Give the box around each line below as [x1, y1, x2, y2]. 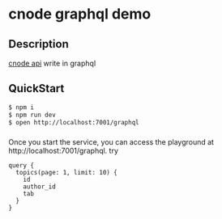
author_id [23, 183, 57, 191]
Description [8, 37, 69, 51]
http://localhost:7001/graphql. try [8, 146, 119, 156]
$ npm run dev [8, 111, 57, 119]
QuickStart [8, 82, 65, 95]
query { [8, 162, 35, 170]
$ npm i [8, 103, 35, 112]
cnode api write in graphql [8, 58, 96, 68]
